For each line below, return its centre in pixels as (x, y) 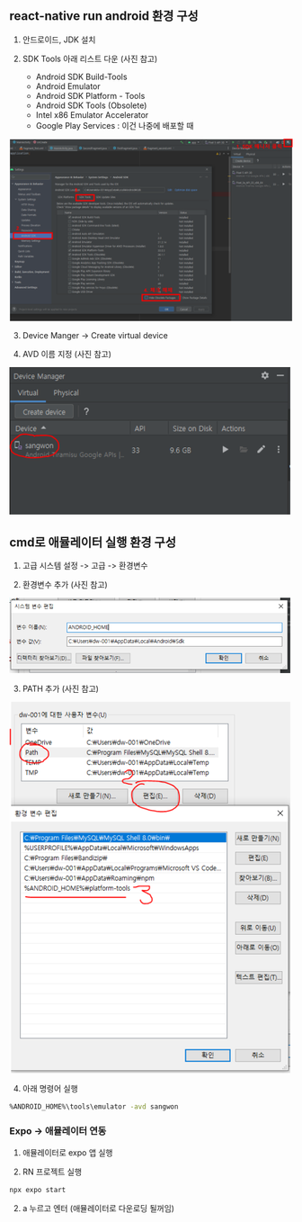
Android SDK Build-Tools (81, 76)
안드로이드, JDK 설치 (59, 40)
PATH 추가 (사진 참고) (60, 689)
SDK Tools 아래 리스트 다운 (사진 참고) (90, 58)
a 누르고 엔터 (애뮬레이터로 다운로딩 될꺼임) (98, 1208)
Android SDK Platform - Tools (90, 95)
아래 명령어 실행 (50, 1088)
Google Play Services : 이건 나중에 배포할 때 (115, 125)
